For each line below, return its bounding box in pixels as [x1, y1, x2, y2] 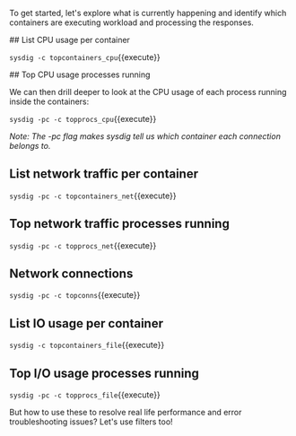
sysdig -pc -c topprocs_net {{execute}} [9, 240, 157, 250]
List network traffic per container [9, 166, 199, 182]
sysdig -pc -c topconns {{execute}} [9, 290, 141, 301]
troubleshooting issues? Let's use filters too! [9, 416, 173, 427]
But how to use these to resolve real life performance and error [9, 407, 242, 418]
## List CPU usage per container [9, 35, 130, 45]
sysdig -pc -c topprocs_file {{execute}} [9, 389, 161, 400]
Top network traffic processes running [9, 216, 231, 231]
